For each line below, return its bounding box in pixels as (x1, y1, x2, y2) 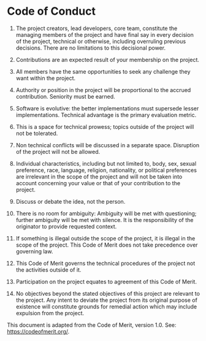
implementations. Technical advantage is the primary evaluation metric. (15, 111, 197, 118)
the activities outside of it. (15, 266, 82, 274)
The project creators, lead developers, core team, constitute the (15, 25, 178, 32)
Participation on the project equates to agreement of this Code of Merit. (15, 278, 197, 285)
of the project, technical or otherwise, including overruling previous (15, 37, 186, 45)
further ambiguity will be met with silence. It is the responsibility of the (15, 216, 194, 223)
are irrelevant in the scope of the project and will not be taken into (15, 173, 183, 180)
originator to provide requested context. (15, 223, 117, 230)
